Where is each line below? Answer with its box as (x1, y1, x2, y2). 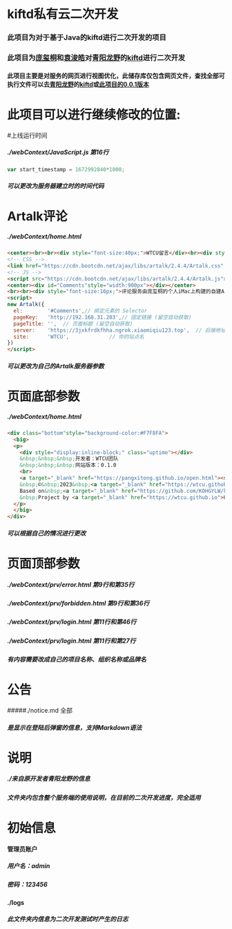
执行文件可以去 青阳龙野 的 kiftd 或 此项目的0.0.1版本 (7, 80, 150, 88)
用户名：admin (7, 862, 50, 870)
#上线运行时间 (7, 131, 48, 139)
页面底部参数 (7, 388, 81, 404)
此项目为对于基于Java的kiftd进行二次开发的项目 (7, 32, 167, 42)
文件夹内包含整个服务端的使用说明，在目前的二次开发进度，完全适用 (7, 793, 201, 802)
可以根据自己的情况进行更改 (7, 529, 86, 537)
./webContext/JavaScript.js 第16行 (7, 148, 109, 156)
